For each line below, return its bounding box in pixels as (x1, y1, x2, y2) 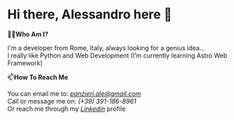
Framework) (7, 58, 43, 67)
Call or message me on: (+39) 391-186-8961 (7, 97, 137, 105)
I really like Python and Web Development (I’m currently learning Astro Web (7, 51, 228, 60)
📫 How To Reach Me (7, 72, 69, 81)
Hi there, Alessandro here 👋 (7, 6, 172, 23)
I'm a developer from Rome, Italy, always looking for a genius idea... (7, 43, 206, 52)
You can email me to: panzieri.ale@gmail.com (7, 89, 142, 98)
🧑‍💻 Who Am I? (7, 30, 48, 38)
